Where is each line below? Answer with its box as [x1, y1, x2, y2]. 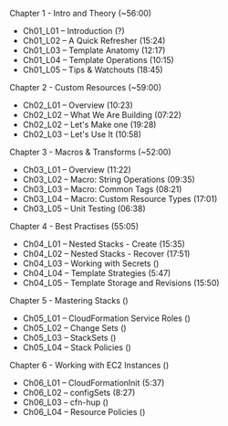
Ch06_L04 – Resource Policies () [22, 407, 146, 417]
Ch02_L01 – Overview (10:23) [22, 100, 134, 111]
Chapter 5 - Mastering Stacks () [9, 295, 130, 305]
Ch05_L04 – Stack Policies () [22, 342, 132, 353]
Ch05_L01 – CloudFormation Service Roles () [22, 313, 192, 324]
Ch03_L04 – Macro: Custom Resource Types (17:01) [22, 194, 218, 204]
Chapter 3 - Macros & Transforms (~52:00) [9, 146, 171, 157]
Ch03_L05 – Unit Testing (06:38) [22, 203, 146, 214]
